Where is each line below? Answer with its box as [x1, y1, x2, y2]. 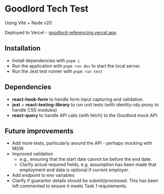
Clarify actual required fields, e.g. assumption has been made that [19, 162, 156, 168]
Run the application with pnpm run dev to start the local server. [12, 62, 141, 69]
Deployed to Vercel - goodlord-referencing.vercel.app [5, 29, 117, 35]
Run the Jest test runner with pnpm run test [12, 68, 103, 74]
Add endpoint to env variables [12, 172, 75, 178]
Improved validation [12, 151, 53, 157]
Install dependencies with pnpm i [12, 57, 80, 63]
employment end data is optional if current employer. [19, 167, 129, 173]
